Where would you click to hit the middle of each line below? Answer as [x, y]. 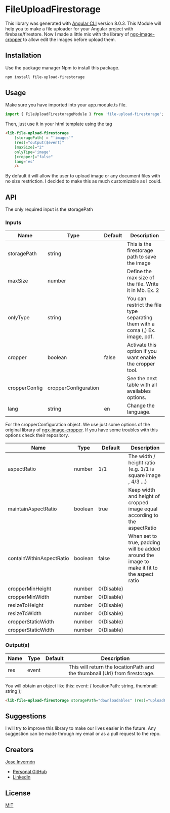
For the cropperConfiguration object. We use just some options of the [78, 425]
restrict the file [144, 305]
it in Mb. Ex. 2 [143, 290]
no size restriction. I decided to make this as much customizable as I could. [83, 181]
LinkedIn [22, 777]
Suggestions [26, 716]
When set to [143, 536]
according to [143, 515]
